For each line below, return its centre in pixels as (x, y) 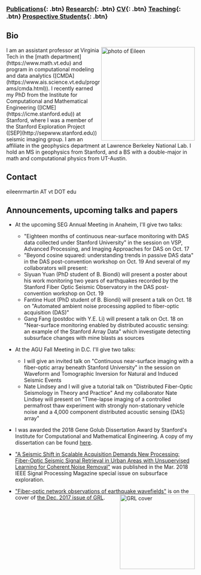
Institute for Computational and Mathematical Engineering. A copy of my (104, 436)
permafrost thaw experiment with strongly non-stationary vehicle (104, 406)
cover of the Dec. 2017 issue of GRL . (60, 498)
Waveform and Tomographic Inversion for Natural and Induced (101, 374)
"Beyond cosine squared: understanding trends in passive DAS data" (109, 255)
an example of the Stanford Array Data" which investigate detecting (107, 331)
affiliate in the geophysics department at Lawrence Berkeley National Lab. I (99, 145)
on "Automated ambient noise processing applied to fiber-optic (101, 306)
